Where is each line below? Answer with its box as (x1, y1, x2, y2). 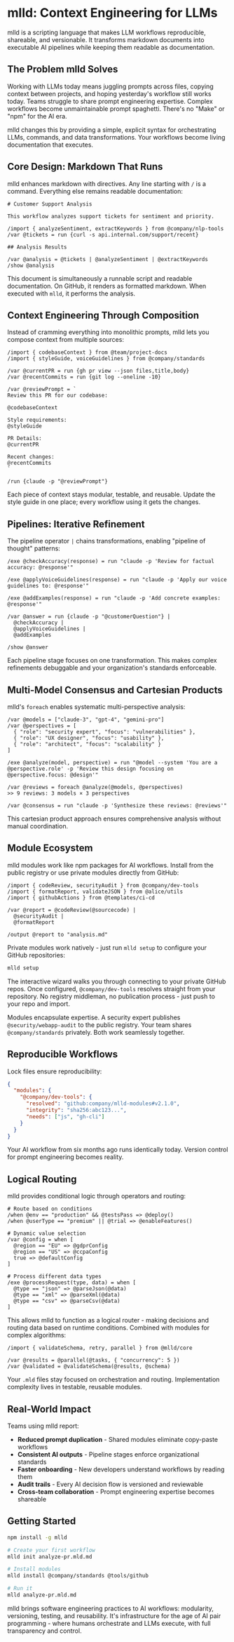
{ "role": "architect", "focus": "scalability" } (13, 741, 161, 748)
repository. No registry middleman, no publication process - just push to (7, 992, 216, 1000)
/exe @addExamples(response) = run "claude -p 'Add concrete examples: (7, 595, 221, 602)
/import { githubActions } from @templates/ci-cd (7, 894, 156, 901)
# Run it (7, 1585, 33, 1592)
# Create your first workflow (7, 1547, 96, 1554)
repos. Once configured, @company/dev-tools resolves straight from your (7, 984, 216, 993)
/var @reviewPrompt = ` (7, 386, 77, 393)
